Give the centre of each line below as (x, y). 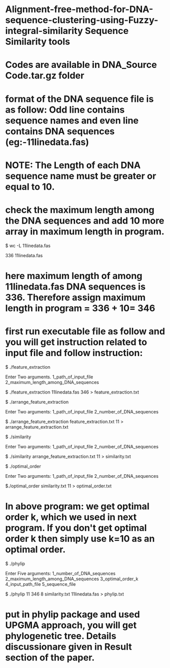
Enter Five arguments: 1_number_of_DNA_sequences (60, 573)
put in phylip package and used (73, 614)
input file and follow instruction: (74, 353)
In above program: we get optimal (77, 506)
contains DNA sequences (60, 131)
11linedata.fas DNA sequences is (75, 286)
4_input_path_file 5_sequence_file (41, 584)
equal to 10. (30, 187)
